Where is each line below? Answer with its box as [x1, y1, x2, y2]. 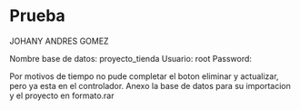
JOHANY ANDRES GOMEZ [9, 35, 109, 46]
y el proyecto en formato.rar [9, 90, 115, 101]
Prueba [9, 5, 65, 26]
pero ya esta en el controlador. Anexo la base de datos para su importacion [9, 80, 291, 91]
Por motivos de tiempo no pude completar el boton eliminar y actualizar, [9, 70, 279, 82]
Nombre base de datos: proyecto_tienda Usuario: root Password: [9, 53, 253, 64]
